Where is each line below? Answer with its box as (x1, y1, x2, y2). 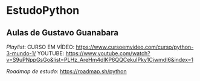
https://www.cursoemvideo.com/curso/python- (76, 43, 194, 50)
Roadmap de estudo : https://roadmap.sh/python (6, 68, 127, 75)
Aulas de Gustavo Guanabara (6, 28, 119, 38)
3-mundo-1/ (6, 50, 36, 57)
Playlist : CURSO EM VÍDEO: (6, 43, 75, 50)
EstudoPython (6, 4, 80, 17)
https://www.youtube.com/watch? (65, 50, 150, 57)
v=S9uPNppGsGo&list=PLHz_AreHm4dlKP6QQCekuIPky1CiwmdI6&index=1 (6, 56, 194, 63)
